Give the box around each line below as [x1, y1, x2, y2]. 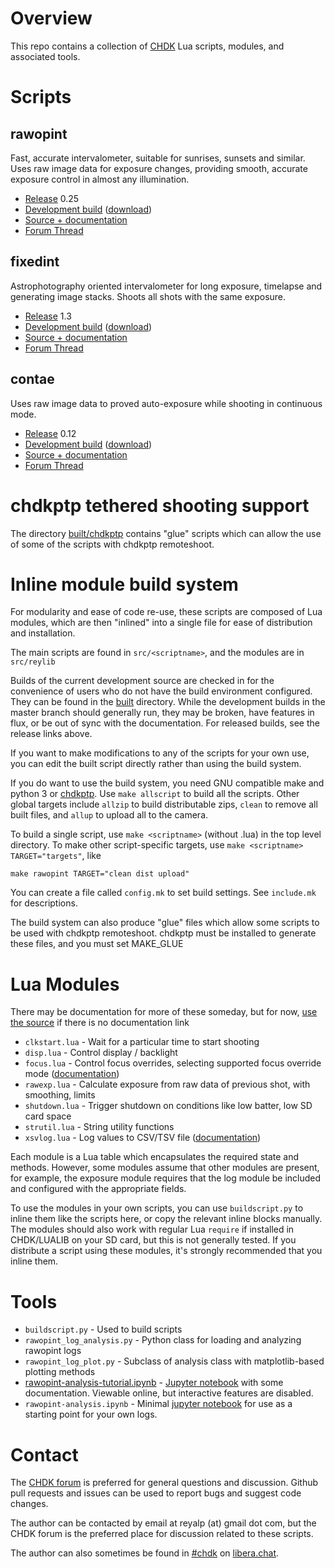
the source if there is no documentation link [10, 1017, 190, 1029]
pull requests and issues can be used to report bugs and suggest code [10, 1487, 302, 1499]
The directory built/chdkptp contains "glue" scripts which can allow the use [10, 527, 322, 539]
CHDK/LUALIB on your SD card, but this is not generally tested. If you [10, 1234, 297, 1246]
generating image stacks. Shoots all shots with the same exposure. [10, 290, 287, 302]
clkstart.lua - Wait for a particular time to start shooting [24, 1036, 260, 1048]
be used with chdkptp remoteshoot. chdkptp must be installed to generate [10, 927, 317, 939]
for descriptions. [10, 897, 78, 909]
